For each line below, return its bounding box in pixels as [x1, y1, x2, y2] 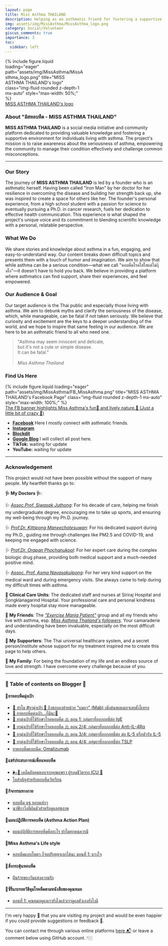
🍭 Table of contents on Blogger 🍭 [5, 680, 86, 687]
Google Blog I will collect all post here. [12, 436, 92, 442]
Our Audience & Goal [5, 291, 57, 298]
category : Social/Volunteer [5, 26, 64, 31]
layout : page [5, 7, 32, 12]
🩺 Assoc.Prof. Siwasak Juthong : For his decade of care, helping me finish [5, 502, 158, 508]
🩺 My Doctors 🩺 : [5, 490, 42, 496]
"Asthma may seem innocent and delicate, [17, 338, 104, 344]
